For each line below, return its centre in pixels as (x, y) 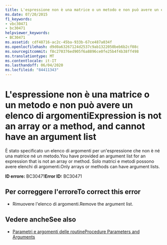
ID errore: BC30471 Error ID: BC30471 (43, 176)
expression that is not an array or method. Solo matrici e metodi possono (80, 161)
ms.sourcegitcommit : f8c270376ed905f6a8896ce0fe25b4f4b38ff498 (72, 51)
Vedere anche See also (41, 220)
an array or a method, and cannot (75, 126)
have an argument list (51, 137)
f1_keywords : (19, 19)
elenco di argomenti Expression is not (83, 116)
